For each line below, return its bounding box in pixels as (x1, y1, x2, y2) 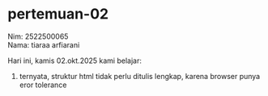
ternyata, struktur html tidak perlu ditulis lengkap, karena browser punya (19, 71, 261, 81)
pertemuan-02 (7, 5, 109, 23)
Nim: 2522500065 (7, 31, 69, 41)
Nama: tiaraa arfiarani (7, 40, 80, 49)
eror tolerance (19, 80, 67, 90)
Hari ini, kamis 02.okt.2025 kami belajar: (7, 56, 143, 65)
